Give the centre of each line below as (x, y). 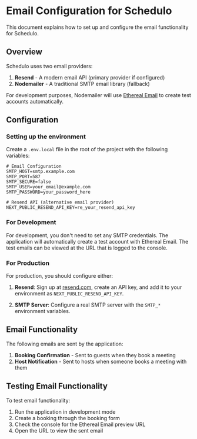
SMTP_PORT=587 (24, 177)
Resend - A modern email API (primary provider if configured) (90, 77)
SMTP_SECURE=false (29, 182)
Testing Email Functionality (57, 386)
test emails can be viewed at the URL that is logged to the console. (87, 248)
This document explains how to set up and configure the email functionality (97, 27)
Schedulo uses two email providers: (49, 66)
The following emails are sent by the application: (65, 344)
